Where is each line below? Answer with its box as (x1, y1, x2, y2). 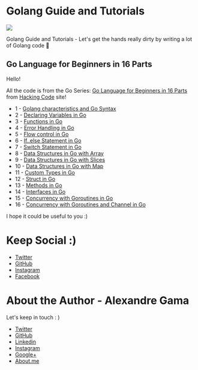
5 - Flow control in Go (14, 131, 69, 138)
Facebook (14, 273, 40, 280)
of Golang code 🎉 (6, 42, 50, 49)
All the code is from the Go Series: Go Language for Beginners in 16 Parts (6, 87, 188, 94)
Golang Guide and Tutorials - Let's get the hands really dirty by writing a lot (6, 35, 193, 43)
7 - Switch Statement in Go (14, 143, 82, 150)
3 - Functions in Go (14, 117, 63, 125)
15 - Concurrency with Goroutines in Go (14, 194, 113, 202)
